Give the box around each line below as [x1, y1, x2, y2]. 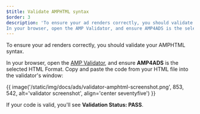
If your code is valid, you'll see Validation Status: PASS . [6, 102, 144, 109]
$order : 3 [6, 14, 31, 20]
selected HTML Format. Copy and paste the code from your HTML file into [6, 66, 189, 73]
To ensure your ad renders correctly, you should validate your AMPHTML [6, 42, 186, 49]
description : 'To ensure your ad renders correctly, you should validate [6, 20, 193, 26]
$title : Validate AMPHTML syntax [6, 8, 89, 15]
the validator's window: [6, 72, 64, 79]
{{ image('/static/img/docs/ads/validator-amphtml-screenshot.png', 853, [6, 84, 184, 91]
